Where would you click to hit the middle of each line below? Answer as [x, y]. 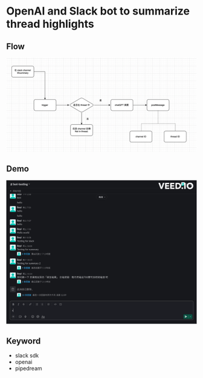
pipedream [28, 368]
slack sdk [27, 356]
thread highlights [50, 24]
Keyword [24, 341]
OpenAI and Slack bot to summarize [98, 11]
